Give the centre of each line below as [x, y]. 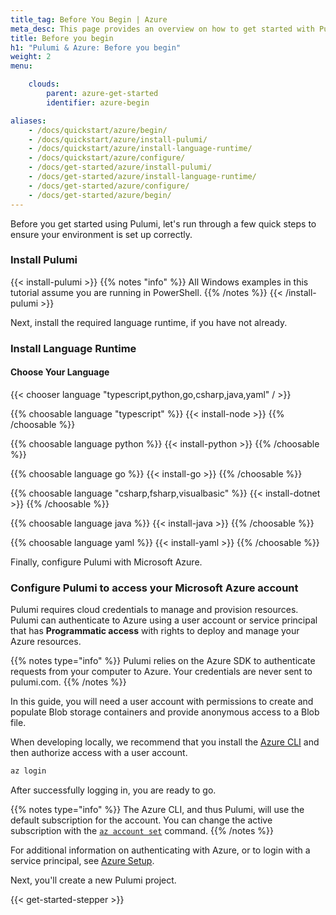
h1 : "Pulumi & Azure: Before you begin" [96, 47]
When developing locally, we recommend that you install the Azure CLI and [165, 742]
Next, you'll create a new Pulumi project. [93, 880]
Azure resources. [46, 642]
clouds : [44, 84]
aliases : [28, 121]
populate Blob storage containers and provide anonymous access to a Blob [165, 712]
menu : [21, 66]
